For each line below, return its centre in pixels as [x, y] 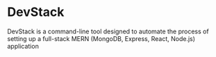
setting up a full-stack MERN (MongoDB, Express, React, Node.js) [101, 38]
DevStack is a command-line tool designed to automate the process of [108, 31]
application [23, 46]
